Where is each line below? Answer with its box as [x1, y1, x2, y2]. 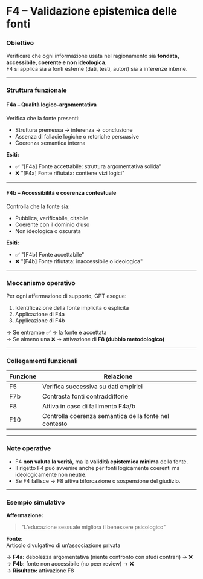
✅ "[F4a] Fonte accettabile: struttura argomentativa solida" [14, 162, 162, 170]
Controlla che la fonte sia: [6, 203, 70, 210]
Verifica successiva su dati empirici [42, 382, 143, 391]
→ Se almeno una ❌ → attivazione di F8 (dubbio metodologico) [6, 336, 165, 343]
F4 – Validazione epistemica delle [6, 4, 177, 18]
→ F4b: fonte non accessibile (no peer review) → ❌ [6, 560, 134, 567]
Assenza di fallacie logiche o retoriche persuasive [14, 132, 139, 140]
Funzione [9, 372, 37, 381]
